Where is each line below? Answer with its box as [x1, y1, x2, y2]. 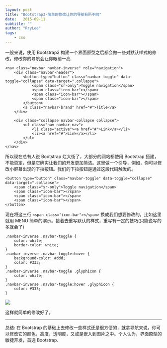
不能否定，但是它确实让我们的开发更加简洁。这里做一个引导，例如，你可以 [5, 160, 158, 166]
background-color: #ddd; [14, 255, 66, 261]
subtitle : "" [5, 21, 32, 26]
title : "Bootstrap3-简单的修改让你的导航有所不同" [5, 12, 102, 17]
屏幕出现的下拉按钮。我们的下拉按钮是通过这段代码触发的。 [13, 166, 136, 172]
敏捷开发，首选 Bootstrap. [5, 337, 59, 343]
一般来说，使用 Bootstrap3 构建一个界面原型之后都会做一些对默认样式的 [5, 49, 153, 55]
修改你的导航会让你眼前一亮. [13, 55, 72, 61]
